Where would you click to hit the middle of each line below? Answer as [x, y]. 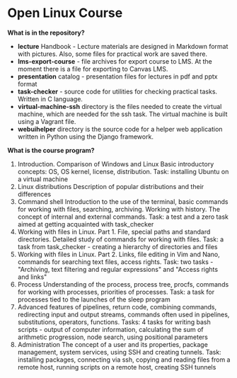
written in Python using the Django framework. [86, 137]
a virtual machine [43, 179]
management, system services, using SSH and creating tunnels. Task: [119, 352]
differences [34, 194]
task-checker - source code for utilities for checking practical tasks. [117, 91]
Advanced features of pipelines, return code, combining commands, [117, 307]
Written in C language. [50, 99]
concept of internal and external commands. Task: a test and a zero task [123, 217]
